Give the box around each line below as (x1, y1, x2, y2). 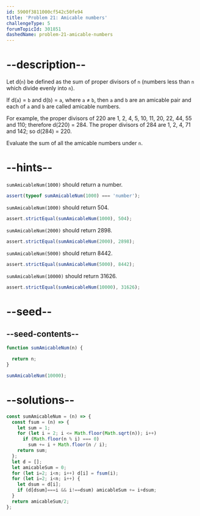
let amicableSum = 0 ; (12, 464, 67, 470)
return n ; (12, 356, 37, 362)
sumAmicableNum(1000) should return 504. (6, 204, 109, 211)
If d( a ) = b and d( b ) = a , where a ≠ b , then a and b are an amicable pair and (6, 96, 192, 104)
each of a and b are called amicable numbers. (6, 103, 121, 110)
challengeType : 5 (6, 20, 51, 26)
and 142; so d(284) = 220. (6, 127, 72, 135)
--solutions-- (6, 393, 75, 407)
